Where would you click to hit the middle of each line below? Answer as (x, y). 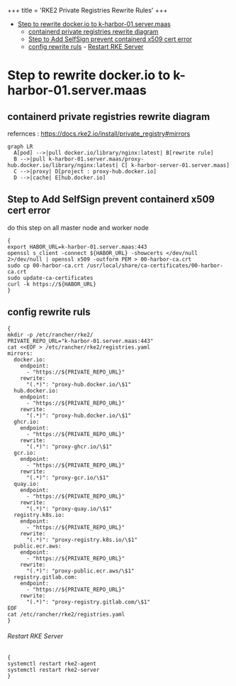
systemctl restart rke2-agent (52, 663)
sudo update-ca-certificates (50, 278)
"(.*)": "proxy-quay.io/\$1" (69, 508)
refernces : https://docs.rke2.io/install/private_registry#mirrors (99, 134)
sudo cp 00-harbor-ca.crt (45, 266)
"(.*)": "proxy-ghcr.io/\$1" (69, 447)
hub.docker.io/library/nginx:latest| (63, 165)
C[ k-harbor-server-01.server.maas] (176, 165)
